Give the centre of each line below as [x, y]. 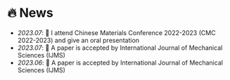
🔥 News [31, 13]
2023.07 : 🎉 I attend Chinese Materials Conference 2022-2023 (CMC [116, 32]
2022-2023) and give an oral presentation [78, 40]
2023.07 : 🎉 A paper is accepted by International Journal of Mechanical [120, 48]
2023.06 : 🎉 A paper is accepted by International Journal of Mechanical [120, 62]
